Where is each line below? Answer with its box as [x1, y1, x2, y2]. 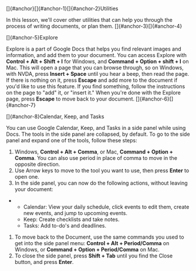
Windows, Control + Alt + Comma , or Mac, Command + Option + [14, 148, 173, 155]
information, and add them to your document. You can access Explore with [6, 52, 187, 58]
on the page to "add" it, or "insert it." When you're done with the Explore [6, 89, 181, 96]
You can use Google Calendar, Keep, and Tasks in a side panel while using [6, 125, 186, 131]
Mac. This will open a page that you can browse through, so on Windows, [6, 64, 184, 71]
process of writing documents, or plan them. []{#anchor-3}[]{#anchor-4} [6, 23, 183, 29]
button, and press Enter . [14, 259, 74, 265]
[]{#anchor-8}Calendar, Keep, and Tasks [6, 113, 104, 120]
